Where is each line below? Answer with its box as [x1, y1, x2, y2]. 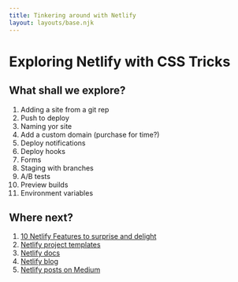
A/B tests [20, 171, 50, 181]
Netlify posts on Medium [20, 265, 101, 275]
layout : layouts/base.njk [9, 19, 94, 27]
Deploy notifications [20, 138, 86, 148]
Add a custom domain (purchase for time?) [20, 130, 160, 139]
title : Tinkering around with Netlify [9, 11, 136, 20]
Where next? [9, 211, 73, 224]
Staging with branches [20, 163, 94, 173]
